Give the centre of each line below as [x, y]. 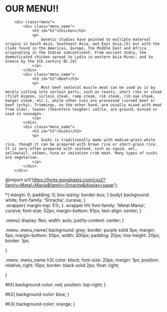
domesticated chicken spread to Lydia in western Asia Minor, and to [79, 57]
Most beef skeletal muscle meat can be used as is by [98, 87]
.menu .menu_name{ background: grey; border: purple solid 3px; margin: [80, 230]
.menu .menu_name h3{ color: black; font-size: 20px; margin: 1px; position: [82, 260]
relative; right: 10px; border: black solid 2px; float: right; [62, 265]
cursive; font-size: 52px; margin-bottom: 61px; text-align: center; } [73, 211]
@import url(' [19, 180]
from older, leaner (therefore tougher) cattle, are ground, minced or [81, 109]
